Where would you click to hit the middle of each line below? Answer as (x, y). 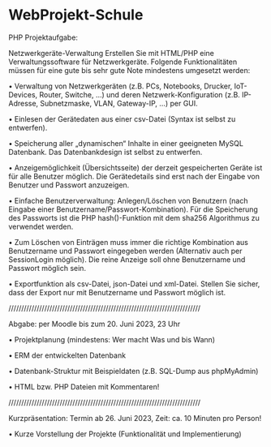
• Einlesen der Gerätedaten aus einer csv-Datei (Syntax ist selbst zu (122, 118)
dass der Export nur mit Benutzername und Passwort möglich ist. (117, 292)
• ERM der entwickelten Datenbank (67, 355)
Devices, (23, 94)
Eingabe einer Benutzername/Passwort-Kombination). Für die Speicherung (133, 209)
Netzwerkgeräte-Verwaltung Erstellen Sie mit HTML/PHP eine (112, 53)
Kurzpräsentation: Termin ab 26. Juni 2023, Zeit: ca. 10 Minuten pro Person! (135, 418)
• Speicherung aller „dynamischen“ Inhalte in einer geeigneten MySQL (126, 143)
